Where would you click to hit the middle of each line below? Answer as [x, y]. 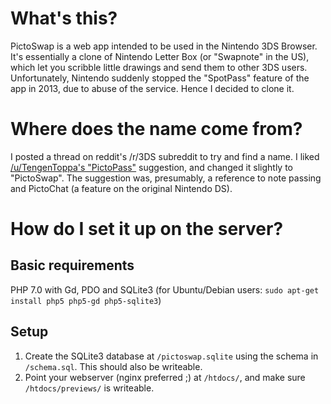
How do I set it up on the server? [147, 229]
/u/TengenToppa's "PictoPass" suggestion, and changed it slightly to [152, 167]
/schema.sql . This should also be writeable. [113, 366]
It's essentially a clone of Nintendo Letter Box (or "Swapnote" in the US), [160, 56]
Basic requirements [72, 265]
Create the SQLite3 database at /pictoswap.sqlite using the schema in [171, 356]
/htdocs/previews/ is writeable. [89, 388]
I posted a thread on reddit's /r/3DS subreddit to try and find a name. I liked [165, 156]
